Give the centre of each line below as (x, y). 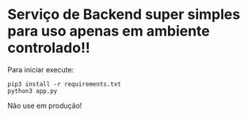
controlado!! (49, 48)
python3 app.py (32, 91)
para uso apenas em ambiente (109, 31)
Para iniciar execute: (41, 69)
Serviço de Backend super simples (124, 15)
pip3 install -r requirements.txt (65, 84)
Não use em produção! (45, 105)
